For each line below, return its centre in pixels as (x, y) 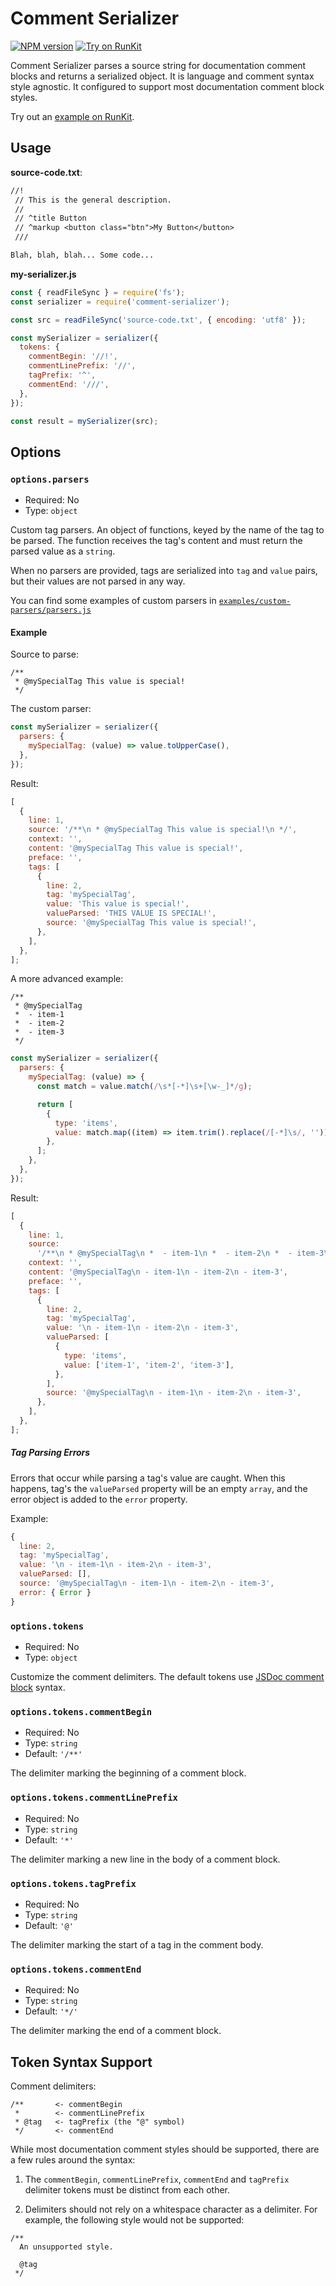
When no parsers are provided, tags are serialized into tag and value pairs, (164, 571)
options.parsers (50, 479)
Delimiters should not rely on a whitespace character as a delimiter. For (171, 2209)
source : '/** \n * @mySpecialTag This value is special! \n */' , (163, 830)
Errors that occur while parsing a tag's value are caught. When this (148, 1478)
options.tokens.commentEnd (76, 1969)
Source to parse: (44, 654)
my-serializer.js (43, 274)
